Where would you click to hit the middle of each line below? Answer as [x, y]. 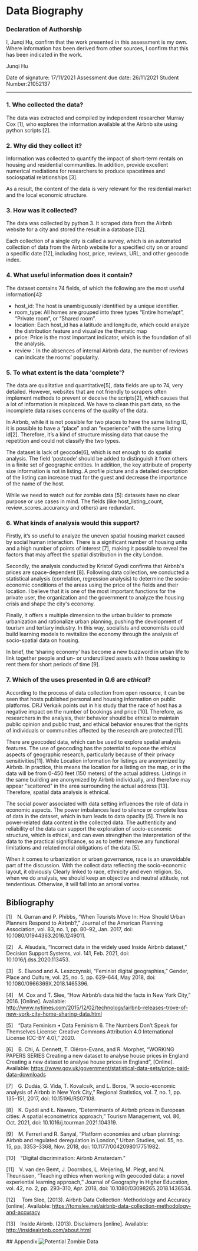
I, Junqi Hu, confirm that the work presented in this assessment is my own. [97, 42]
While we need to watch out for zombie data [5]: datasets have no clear [93, 495]
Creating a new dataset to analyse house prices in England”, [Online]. [90, 1062]
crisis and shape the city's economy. [51, 604]
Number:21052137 [28, 84]
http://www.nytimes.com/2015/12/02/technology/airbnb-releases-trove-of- [97, 1008]
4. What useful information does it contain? [70, 275]
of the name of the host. [35, 484]
